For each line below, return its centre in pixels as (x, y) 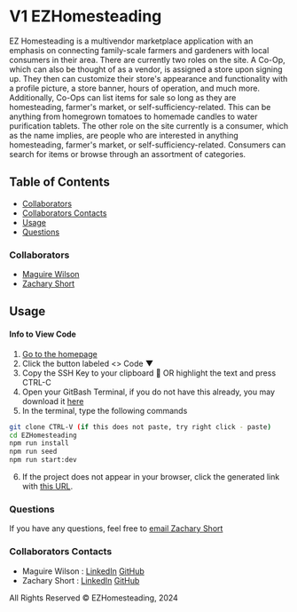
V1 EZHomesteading (86, 16)
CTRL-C (36, 382)
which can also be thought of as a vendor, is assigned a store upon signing (146, 69)
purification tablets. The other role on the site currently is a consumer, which (149, 125)
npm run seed (33, 452)
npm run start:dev (43, 460)
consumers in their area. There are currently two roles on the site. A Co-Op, (147, 60)
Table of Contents (60, 183)
